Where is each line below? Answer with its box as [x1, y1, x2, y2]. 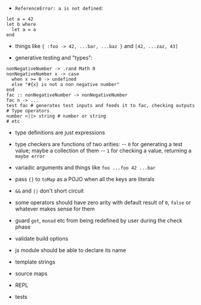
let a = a [11, 26, 36, 32]
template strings [14, 258, 56, 265]
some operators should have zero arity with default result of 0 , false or [14, 199, 191, 206]
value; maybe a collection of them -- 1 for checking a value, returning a [14, 147, 192, 154]
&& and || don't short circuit [14, 187, 84, 194]
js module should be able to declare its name [14, 247, 126, 254]
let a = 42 [6, 16, 34, 22]
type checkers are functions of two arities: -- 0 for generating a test [14, 141, 183, 147]
